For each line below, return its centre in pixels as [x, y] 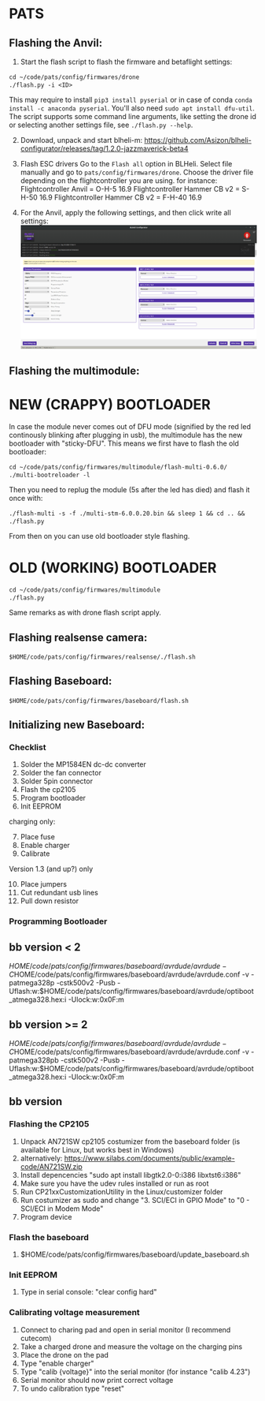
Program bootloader [53, 798]
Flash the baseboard [49, 1237]
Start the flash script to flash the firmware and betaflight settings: [126, 62]
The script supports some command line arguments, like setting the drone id [132, 116]
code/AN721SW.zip [52, 1166]
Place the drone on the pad [64, 1354]
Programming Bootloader [58, 921]
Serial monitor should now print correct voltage [97, 1380]
